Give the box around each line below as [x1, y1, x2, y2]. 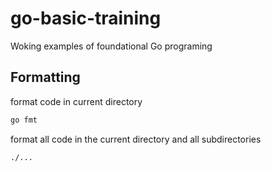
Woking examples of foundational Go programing [10, 40, 213, 52]
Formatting [10, 69, 81, 86]
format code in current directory [10, 95, 143, 107]
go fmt [10, 115, 38, 125]
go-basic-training [10, 7, 162, 30]
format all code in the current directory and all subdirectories [10, 133, 262, 145]
